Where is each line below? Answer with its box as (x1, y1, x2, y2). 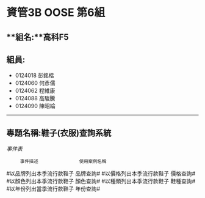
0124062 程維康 (15, 87, 56, 95)
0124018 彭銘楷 (15, 71, 54, 79)
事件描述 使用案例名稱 (20, 158, 107, 165)
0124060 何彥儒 (15, 79, 56, 87)
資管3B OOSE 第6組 (6, 5, 106, 20)
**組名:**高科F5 (6, 32, 69, 42)
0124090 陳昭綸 (15, 102, 56, 110)
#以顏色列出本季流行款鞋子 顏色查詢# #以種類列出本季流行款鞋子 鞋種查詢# (6, 178, 196, 185)
